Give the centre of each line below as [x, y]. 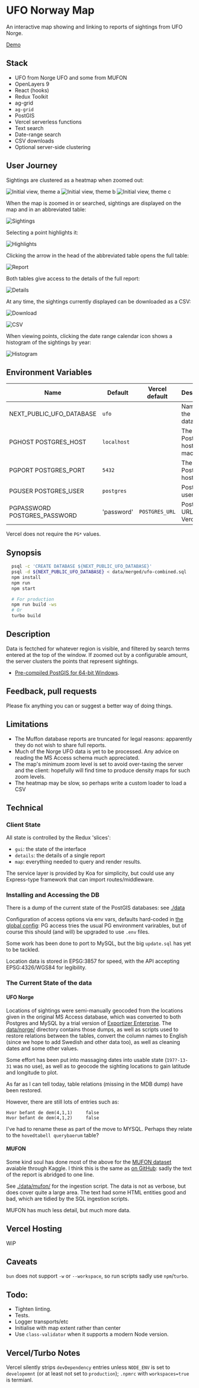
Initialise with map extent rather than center [68, 1328]
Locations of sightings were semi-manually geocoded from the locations [95, 1010]
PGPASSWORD [30, 508]
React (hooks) [32, 90]
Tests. [22, 1316]
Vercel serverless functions [48, 122]
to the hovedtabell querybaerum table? [53, 1135]
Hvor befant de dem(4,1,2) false [53, 1118]
